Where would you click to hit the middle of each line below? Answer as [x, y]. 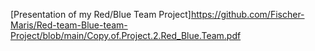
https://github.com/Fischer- [247, 14]
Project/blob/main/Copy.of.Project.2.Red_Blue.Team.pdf [126, 35]
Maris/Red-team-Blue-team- [69, 25]
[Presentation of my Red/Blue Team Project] [101, 14]
